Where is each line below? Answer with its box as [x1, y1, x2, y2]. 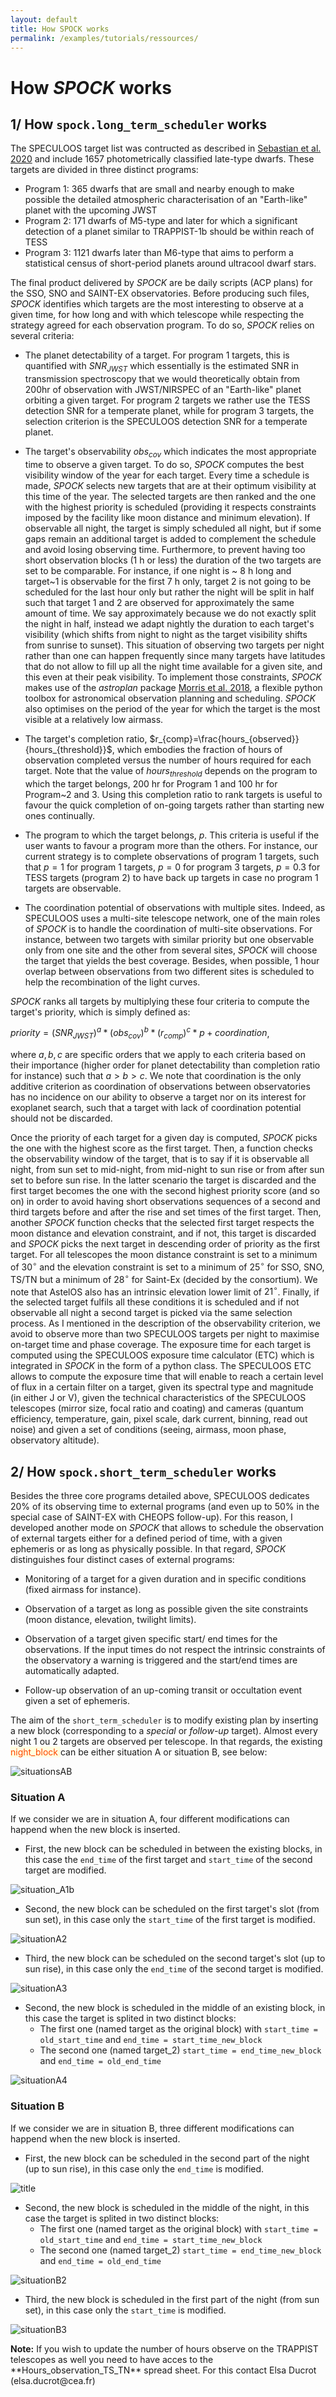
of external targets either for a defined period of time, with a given [10, 1532, 283, 1544]
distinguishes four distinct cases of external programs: [10, 1554, 235, 1565]
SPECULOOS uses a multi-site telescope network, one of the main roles [24, 912, 321, 924]
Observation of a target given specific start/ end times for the [24, 1633, 278, 1645]
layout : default [10, 14, 78, 25]
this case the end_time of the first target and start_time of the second [24, 1854, 313, 1866]
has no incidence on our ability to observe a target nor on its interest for [10, 1091, 307, 1103]
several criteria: [10, 330, 75, 342]
